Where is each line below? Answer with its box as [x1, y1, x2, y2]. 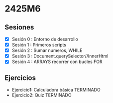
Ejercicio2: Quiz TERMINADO [11, 92, 72, 98]
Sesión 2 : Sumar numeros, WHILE [11, 47, 83, 53]
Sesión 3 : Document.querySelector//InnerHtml [11, 53, 109, 59]
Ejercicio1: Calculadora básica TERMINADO [11, 87, 101, 93]
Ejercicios [4, 73, 36, 82]
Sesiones [4, 23, 34, 31]
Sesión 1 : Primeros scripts [11, 42, 67, 48]
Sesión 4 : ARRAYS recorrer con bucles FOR [11, 58, 103, 65]
